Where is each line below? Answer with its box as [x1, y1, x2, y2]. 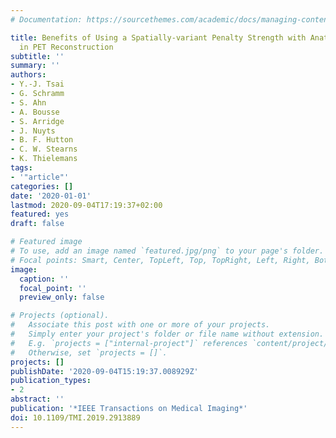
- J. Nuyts [10, 126, 56, 136]
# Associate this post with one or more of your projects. [10, 320, 271, 330]
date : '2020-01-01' [10, 191, 92, 201]
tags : [10, 163, 33, 173]
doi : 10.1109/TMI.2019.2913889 [10, 412, 141, 423]
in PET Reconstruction [19, 42, 114, 52]
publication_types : [10, 376, 92, 386]
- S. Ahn [10, 97, 47, 108]
